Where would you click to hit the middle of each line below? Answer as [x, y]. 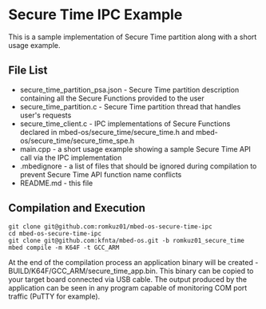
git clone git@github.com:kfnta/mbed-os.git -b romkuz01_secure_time [127, 240]
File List [28, 71]
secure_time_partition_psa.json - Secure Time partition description [129, 89]
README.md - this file [56, 183]
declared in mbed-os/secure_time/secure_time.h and [107, 132]
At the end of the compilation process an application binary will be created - [133, 262]
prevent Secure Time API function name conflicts [101, 174]
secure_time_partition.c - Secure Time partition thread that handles [130, 106]
